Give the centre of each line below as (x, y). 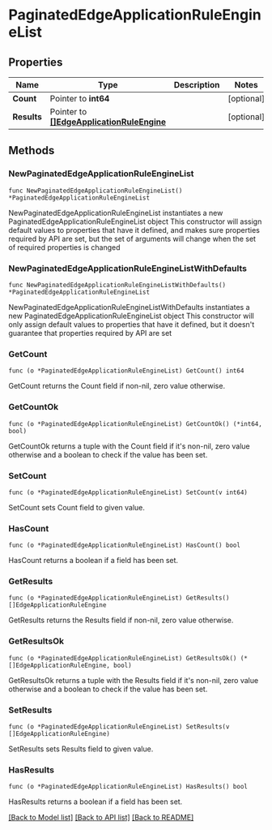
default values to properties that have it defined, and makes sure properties (134, 230)
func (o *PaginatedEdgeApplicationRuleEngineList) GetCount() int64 (126, 371)
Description (197, 85)
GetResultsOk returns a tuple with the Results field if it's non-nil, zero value (134, 680)
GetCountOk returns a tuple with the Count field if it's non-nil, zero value (130, 446)
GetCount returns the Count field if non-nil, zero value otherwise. (117, 386)
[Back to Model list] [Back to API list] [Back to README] (101, 818)
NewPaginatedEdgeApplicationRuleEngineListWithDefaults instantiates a (129, 307)
